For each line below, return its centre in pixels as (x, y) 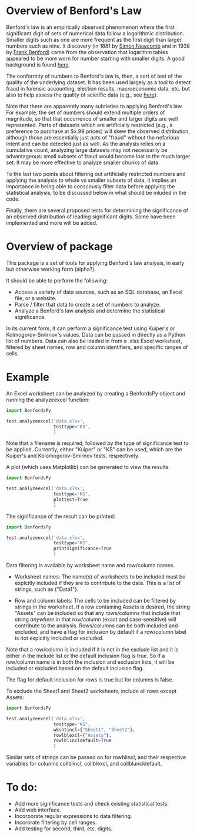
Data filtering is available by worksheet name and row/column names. (91, 566)
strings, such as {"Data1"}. (46, 589)
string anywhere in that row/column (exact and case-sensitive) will (95, 620)
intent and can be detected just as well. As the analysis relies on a (86, 144)
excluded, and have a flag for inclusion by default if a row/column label (100, 632)
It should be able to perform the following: (57, 280)
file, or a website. (36, 298)
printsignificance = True (82, 548)
